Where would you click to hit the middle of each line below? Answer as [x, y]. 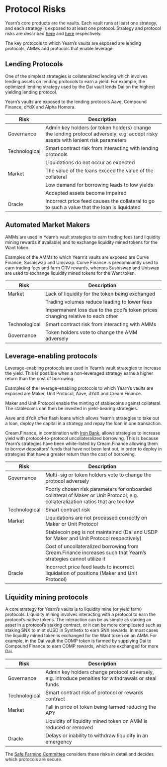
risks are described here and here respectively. [53, 33]
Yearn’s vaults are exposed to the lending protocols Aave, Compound [76, 102]
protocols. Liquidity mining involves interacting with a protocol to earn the [81, 614]
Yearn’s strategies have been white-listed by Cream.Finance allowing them [82, 443]
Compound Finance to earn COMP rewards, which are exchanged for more [82, 646]
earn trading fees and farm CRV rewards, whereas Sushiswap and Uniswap [82, 268]
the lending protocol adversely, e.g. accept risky [102, 134]
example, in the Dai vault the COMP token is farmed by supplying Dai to [78, 641]
